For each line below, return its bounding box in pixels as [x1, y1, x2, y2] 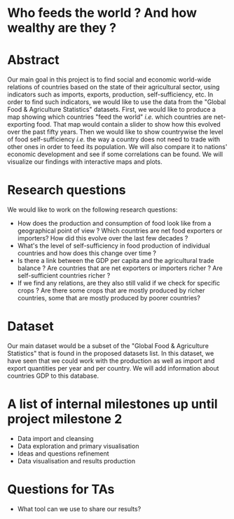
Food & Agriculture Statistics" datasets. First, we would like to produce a [7, 105, 216, 114]
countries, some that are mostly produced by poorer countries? [17, 294, 201, 302]
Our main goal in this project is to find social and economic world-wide [7, 75, 212, 84]
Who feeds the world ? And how [7, 5, 198, 21]
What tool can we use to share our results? [17, 504, 142, 513]
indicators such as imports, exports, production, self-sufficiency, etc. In [7, 90, 214, 99]
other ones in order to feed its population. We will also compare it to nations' [7, 143, 228, 151]
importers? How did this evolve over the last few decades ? [17, 234, 188, 243]
